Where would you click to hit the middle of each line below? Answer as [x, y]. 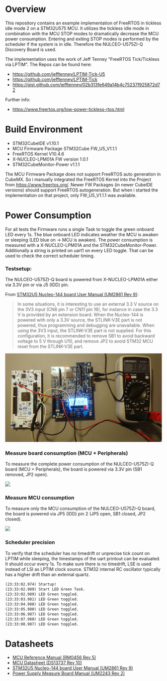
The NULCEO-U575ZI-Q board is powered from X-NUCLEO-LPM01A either [82, 280]
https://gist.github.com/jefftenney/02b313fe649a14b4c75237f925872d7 [86, 85]
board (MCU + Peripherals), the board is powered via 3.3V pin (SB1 [74, 469]
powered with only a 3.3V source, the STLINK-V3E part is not [80, 320]
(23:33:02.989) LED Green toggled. [42, 594]
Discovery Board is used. [31, 49]
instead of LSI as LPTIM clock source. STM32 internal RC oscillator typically [83, 569]
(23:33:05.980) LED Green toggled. [42, 609]
